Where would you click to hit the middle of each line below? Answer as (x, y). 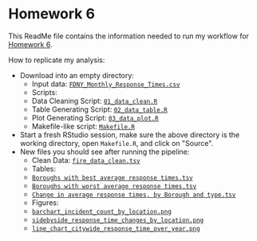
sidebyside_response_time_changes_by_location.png (118, 220)
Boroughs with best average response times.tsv (112, 178)
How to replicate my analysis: (57, 60)
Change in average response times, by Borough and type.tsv (134, 195)
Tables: (44, 168)
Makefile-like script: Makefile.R (83, 126)
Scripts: (44, 92)
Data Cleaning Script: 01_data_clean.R (95, 101)
